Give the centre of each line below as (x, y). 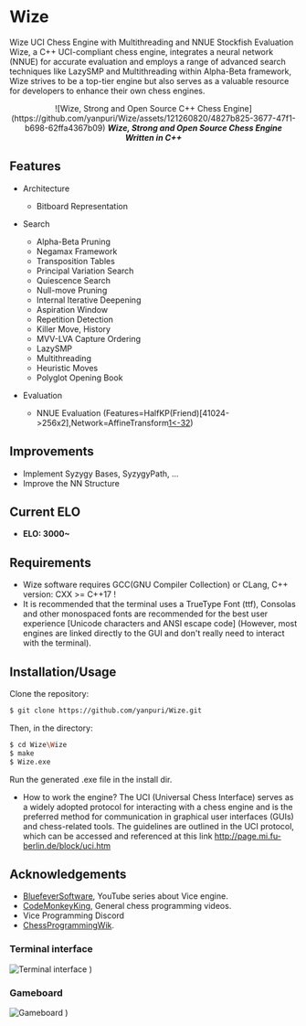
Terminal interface (51, 949)
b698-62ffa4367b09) (65, 128)
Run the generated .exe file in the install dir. (91, 779)
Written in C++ (153, 137)
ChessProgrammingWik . (69, 925)
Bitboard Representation (82, 206)
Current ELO (45, 512)
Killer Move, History (74, 329)
